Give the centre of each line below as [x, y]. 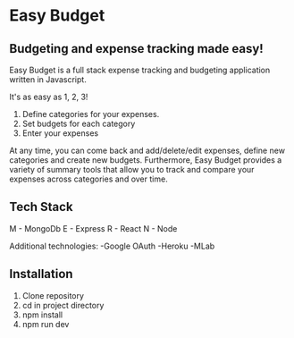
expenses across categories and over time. [88, 179]
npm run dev [46, 324]
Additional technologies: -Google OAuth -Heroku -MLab [112, 246]
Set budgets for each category [79, 123]
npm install [42, 315]
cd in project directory [63, 305]
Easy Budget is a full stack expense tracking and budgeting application [140, 70]
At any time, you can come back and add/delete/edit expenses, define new [147, 150]
